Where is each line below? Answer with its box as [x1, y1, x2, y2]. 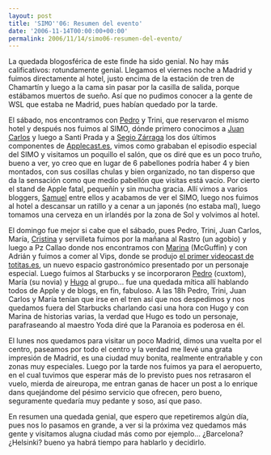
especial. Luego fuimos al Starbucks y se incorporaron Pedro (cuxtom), [8, 269, 247, 279]
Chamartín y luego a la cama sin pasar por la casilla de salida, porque [8, 83, 240, 92]
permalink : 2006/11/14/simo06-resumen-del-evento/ [8, 34, 183, 43]
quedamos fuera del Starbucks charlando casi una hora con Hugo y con [8, 303, 249, 313]
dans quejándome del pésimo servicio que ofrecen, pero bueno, [8, 388, 222, 398]
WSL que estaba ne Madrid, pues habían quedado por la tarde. [8, 100, 218, 109]
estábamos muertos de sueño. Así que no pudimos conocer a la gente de [8, 91, 253, 101]
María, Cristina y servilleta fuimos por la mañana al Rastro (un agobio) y [8, 234, 247, 244]
